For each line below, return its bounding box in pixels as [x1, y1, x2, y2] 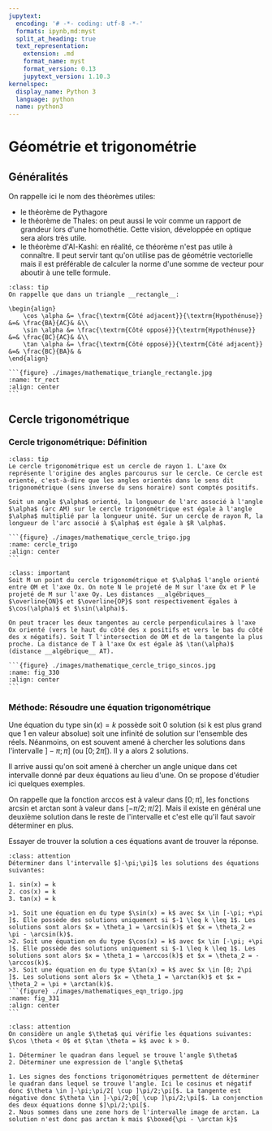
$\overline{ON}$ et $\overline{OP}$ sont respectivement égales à [8, 597, 238, 606]
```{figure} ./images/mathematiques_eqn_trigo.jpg [8, 987, 183, 996]
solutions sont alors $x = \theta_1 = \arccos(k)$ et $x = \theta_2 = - [8, 952, 260, 960]
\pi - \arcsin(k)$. [8, 930, 75, 939]
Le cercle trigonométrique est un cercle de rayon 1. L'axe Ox [8, 462, 227, 470]
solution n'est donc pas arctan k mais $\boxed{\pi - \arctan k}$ [8, 1116, 238, 1124]
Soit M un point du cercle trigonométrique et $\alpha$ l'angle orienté [8, 576, 260, 584]
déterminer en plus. [8, 820, 75, 830]
